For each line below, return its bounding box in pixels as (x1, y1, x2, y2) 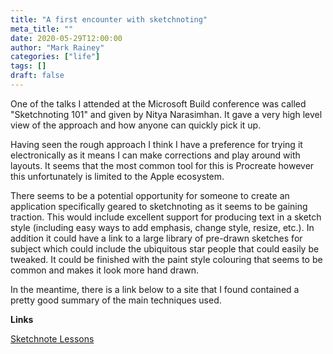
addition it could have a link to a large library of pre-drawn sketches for (10, 232, 303, 244)
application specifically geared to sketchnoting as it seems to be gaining (10, 200, 308, 212)
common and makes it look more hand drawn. (10, 264, 200, 276)
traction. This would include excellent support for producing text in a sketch (10, 211, 322, 223)
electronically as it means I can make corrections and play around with (10, 149, 301, 161)
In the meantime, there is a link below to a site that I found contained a (10, 283, 300, 295)
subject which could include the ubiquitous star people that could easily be (10, 242, 320, 255)
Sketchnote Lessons (10, 332, 95, 345)
